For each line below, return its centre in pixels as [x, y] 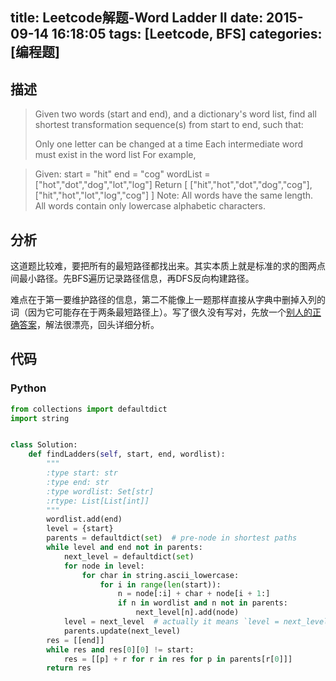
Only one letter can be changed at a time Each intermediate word [169, 144]
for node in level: [104, 566]
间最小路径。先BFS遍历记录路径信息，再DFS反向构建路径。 [132, 279]
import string [40, 418]
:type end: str [78, 482]
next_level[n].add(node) [187, 613]
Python [28, 388]
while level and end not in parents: [124, 548]
